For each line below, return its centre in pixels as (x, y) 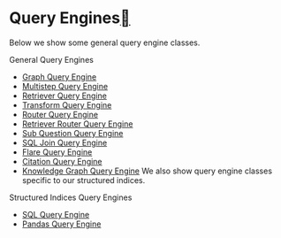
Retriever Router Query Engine (77, 124)
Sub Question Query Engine (72, 133)
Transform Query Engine (67, 104)
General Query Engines (52, 59)
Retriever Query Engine (65, 96)
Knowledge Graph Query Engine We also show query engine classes (147, 171)
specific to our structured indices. (84, 180)
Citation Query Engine (62, 161)
